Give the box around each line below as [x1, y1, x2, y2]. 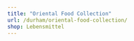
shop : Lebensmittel [7, 23, 65, 30]
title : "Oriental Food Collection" [7, 10, 112, 17]
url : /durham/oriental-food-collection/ [7, 17, 128, 24]
